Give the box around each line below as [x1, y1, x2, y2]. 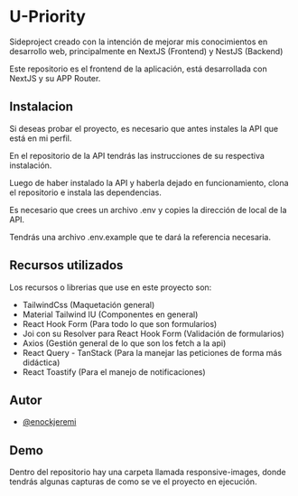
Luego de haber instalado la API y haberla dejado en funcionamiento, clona [9, 177, 289, 188]
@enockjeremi [22, 416, 77, 427]
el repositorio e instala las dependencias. [9, 187, 163, 198]
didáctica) [22, 357, 61, 368]
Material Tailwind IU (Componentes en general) [22, 309, 199, 320]
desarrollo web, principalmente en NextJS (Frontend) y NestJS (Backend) [9, 45, 284, 56]
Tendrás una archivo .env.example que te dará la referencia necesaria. [9, 231, 271, 242]
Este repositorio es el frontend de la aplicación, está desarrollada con [9, 63, 268, 74]
